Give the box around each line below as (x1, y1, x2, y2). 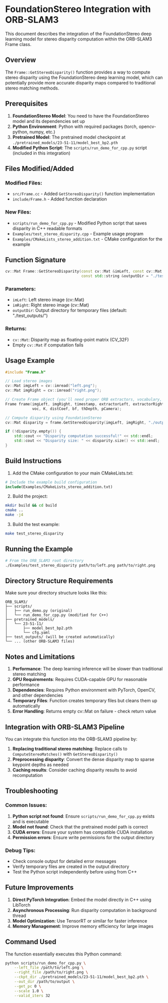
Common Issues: (5, 801, 47, 808)
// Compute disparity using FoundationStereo (5, 415, 101, 420)
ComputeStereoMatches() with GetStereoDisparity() (12, 751, 118, 757)
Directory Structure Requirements (5, 576, 113, 585)
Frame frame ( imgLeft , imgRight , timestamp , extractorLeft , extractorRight (5, 401, 164, 406)
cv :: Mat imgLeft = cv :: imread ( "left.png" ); (5, 383, 97, 388)
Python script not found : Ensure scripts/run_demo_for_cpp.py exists (12, 813, 155, 819)
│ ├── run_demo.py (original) (5, 608, 72, 613)
